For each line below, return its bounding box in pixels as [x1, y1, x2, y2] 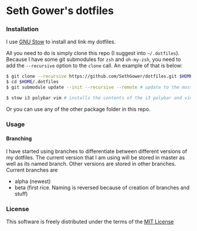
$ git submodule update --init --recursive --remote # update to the [6, 84, 180, 90]
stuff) [14, 191, 28, 198]
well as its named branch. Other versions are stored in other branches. [6, 160, 176, 168]
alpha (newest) [14, 178, 51, 185]
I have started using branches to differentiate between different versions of [6, 148, 188, 155]
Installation [6, 25, 39, 33]
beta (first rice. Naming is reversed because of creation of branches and [14, 184, 190, 191]
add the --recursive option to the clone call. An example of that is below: [6, 62, 183, 69]
